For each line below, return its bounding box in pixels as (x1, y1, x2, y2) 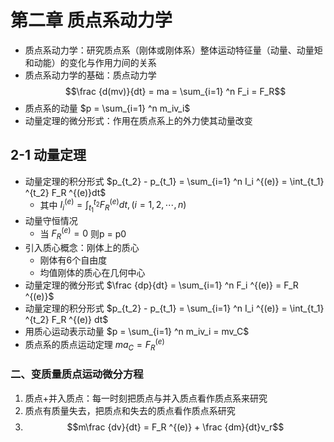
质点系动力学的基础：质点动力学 (24, 69, 157, 81)
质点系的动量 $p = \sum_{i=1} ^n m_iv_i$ (24, 102, 191, 114)
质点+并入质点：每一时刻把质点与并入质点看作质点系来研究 (24, 392, 268, 404)
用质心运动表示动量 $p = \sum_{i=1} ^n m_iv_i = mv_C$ (24, 325, 250, 337)
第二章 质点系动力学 (10, 9, 173, 32)
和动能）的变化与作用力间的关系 (24, 56, 157, 68)
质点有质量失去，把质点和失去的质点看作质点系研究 (24, 404, 236, 416)
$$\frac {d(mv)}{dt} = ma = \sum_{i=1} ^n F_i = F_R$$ (64, 85, 287, 97)
